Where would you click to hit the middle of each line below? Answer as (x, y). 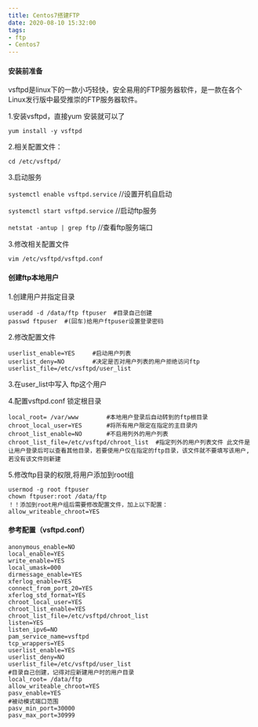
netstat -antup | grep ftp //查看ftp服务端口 (80, 227)
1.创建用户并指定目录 (42, 297)
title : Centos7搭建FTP (44, 15)
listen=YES (26, 622)
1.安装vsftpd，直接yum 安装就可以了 (67, 116)
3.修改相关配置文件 (39, 244)
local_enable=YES (36, 554)
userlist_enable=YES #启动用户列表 (70, 353)
